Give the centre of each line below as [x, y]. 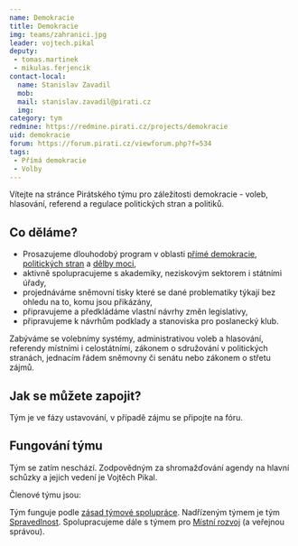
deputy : [24, 51]
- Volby [28, 169]
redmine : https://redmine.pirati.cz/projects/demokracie [119, 127]
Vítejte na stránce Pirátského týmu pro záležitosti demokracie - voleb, [139, 194]
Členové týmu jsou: [45, 495]
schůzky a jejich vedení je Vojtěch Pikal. [84, 477]
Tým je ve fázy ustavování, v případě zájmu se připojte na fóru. [126, 417]
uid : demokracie [40, 135]
